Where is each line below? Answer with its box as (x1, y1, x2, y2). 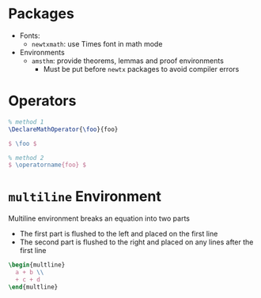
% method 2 (8, 154, 44, 162)
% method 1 (8, 117, 44, 126)
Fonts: (19, 31, 41, 40)
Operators (8, 92, 77, 110)
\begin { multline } (8, 261, 66, 269)
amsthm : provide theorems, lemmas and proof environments (31, 56, 224, 65)
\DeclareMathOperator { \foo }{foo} (8, 125, 119, 133)
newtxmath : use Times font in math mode (31, 39, 163, 48)
